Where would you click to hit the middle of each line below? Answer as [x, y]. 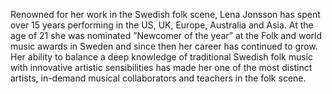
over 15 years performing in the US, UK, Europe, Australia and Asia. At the [162, 25]
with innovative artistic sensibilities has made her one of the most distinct [161, 67]
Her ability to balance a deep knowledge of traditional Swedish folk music [162, 57]
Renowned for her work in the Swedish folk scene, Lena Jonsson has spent [165, 14]
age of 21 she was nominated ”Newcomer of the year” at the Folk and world [166, 35]
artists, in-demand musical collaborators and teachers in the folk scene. [158, 78]
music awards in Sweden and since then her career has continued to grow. [164, 46]
